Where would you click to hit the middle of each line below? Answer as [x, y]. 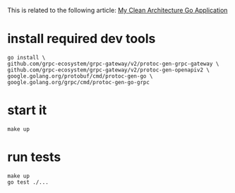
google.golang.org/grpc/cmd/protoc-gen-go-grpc [79, 82]
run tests [34, 157]
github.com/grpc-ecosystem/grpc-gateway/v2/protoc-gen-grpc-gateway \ [113, 64]
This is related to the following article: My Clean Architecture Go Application [117, 10]
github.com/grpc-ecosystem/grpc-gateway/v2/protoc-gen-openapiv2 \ [109, 70]
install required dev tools [82, 39]
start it [27, 111]
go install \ [26, 57]
